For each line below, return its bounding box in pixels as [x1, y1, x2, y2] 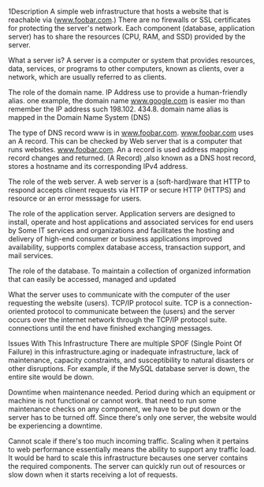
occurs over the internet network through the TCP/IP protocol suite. [8, 315, 228, 324]
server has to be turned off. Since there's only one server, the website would [8, 413, 257, 421]
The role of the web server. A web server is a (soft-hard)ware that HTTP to [8, 177, 251, 186]
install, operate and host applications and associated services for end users [8, 217, 254, 227]
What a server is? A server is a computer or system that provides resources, [8, 55, 255, 65]
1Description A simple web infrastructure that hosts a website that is [8, 7, 229, 16]
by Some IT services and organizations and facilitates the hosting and [8, 226, 235, 235]
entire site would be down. [8, 373, 95, 381]
